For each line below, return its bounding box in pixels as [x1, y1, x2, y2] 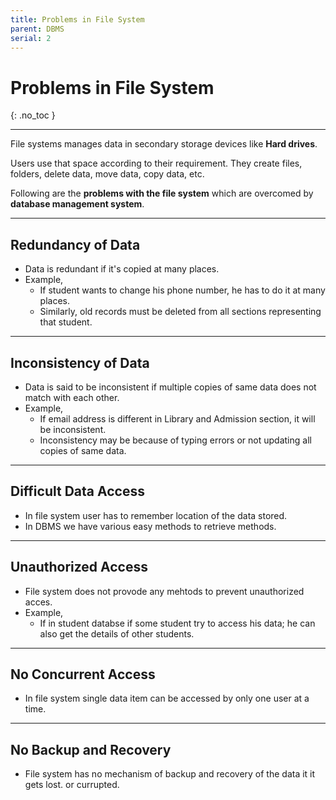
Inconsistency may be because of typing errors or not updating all [39, 434, 312, 446]
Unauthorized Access [10, 559, 149, 576]
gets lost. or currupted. [24, 779, 120, 791]
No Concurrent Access [10, 666, 156, 683]
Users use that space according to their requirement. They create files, [10, 157, 303, 170]
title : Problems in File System [10, 14, 145, 25]
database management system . [10, 198, 145, 210]
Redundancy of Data [10, 236, 141, 253]
